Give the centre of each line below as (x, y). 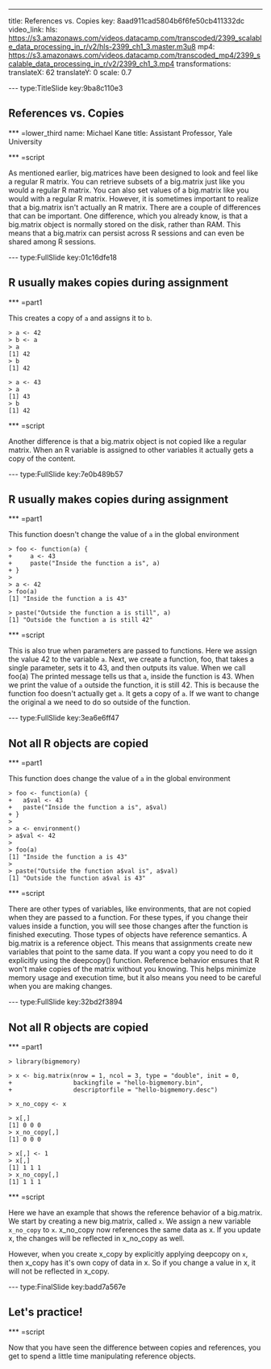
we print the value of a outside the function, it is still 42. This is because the (134, 685)
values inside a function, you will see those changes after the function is (128, 926)
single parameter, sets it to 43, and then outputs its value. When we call (127, 668)
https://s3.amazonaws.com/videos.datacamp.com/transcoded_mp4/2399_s (134, 55)
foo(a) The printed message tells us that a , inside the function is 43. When (131, 677)
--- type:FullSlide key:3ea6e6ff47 (64, 718)
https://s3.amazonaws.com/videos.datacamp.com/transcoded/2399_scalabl (135, 38)
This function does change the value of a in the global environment (120, 779)
